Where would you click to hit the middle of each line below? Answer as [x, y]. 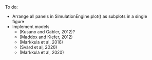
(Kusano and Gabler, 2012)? [47, 32]
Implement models [31, 27]
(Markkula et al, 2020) [42, 52]
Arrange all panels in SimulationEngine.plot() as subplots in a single [80, 16]
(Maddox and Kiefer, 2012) [46, 37]
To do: [11, 7]
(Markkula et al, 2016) [41, 42]
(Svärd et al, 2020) [38, 47]
